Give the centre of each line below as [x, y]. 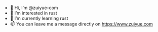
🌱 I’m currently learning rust [39, 18]
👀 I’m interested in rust [33, 13]
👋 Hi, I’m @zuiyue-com [34, 8]
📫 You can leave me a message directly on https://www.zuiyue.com [81, 24]
